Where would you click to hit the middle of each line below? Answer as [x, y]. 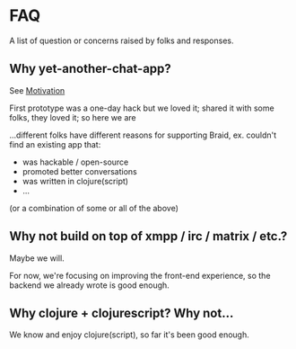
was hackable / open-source [75, 162]
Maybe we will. [37, 258]
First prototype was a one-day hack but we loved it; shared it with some [142, 108]
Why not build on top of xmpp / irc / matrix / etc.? [148, 236]
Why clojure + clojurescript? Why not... [122, 313]
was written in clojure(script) [75, 181]
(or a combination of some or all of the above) [94, 208]
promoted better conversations [79, 171]
